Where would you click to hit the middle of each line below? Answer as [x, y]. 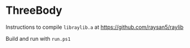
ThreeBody [34, 10]
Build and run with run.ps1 [38, 38]
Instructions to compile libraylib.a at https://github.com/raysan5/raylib [95, 27]
